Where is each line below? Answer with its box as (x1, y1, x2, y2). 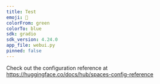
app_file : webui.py (6, 43, 56, 49)
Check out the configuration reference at (6, 64, 108, 71)
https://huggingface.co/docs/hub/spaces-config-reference (6, 70, 154, 78)
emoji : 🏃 (6, 14, 28, 20)
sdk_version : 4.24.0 (6, 37, 59, 43)
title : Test (6, 8, 36, 15)
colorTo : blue (6, 25, 42, 32)
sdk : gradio (6, 31, 36, 37)
